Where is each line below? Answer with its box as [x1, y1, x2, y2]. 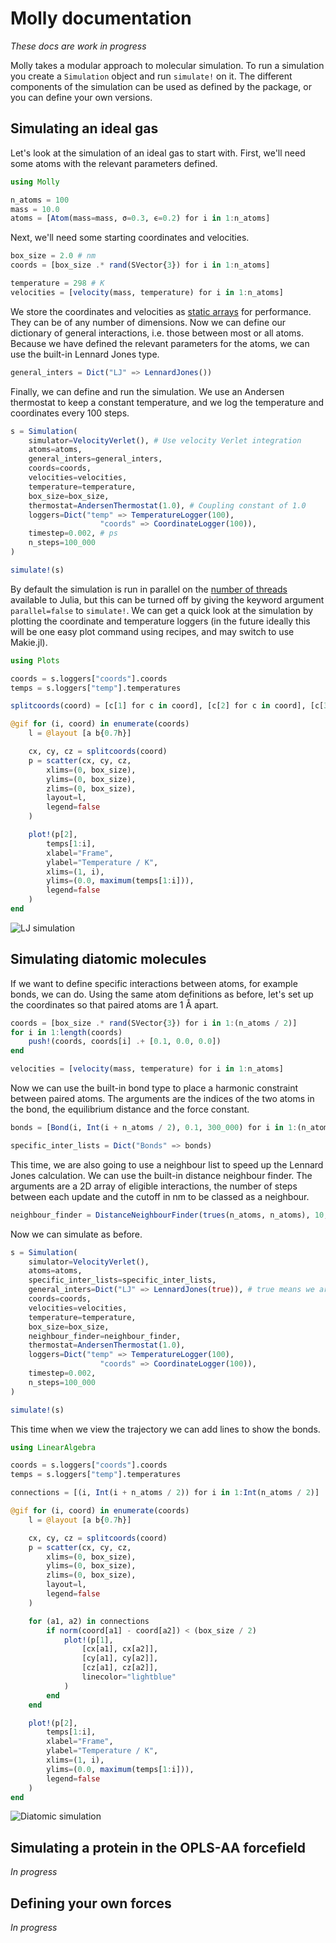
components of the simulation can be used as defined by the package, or [10, 80, 312, 92]
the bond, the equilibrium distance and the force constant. [10, 1103, 250, 1116]
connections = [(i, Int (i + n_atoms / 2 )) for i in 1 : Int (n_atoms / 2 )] [10, 1488, 320, 1498]
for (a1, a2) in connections [28, 1616, 150, 1626]
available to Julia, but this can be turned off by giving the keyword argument [10, 593, 325, 606]
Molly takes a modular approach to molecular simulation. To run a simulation [10, 59, 325, 71]
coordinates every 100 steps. [10, 407, 130, 419]
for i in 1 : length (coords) [10, 1027, 123, 1037]
